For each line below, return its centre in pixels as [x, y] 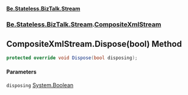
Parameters [21, 72]
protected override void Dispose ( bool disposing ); [72, 58]
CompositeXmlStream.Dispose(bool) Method [94, 44]
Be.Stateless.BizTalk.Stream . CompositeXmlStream [84, 24]
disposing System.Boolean [40, 85]
